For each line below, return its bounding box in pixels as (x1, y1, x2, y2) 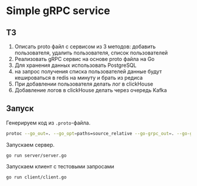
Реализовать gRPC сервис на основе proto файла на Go (14, 56, 155, 62)
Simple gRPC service (6, 4, 110, 18)
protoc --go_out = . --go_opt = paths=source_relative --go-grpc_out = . (6, 130, 175, 136)
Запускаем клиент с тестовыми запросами (6, 163, 114, 170)
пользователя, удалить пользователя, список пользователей (14, 49, 168, 56)
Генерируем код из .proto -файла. (6, 119, 91, 126)
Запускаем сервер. (6, 141, 55, 148)
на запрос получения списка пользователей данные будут (14, 68, 162, 75)
